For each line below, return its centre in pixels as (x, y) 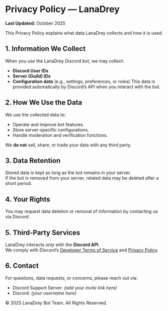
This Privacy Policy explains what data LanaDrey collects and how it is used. (84, 33)
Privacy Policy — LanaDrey (62, 9)
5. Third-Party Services (43, 232)
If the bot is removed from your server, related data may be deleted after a (82, 178)
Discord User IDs (30, 70)
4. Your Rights (28, 199)
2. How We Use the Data (44, 102)
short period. (19, 183)
